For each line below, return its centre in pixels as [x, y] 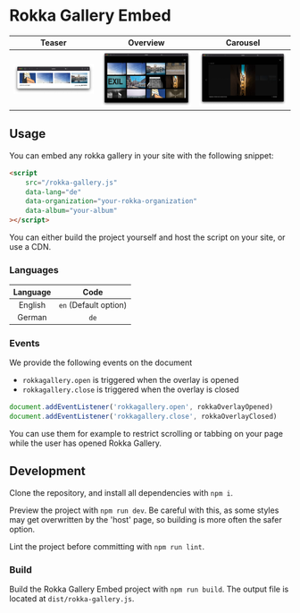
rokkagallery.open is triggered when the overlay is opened [130, 380]
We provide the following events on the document [101, 362]
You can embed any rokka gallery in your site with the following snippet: [142, 155]
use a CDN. [30, 247]
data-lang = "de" [54, 192]
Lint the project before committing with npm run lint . [107, 546]
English [32, 305]
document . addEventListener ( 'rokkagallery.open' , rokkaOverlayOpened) [142, 407]
